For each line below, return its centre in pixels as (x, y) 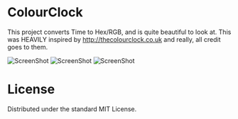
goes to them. (28, 47)
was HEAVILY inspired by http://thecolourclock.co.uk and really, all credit (114, 39)
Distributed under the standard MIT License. (72, 109)
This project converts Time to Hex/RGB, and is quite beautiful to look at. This (119, 32)
